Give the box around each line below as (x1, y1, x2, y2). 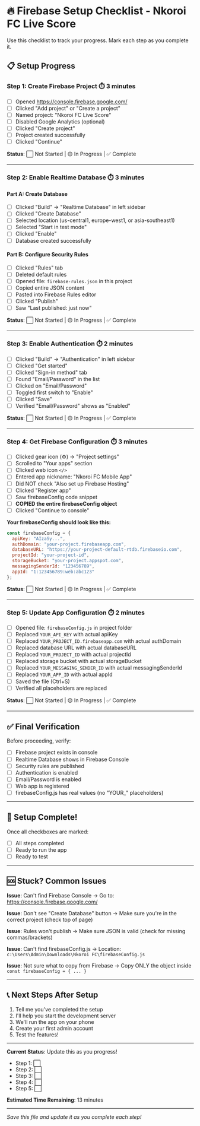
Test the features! (15, 1031, 59, 1038)
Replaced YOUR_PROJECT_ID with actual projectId (15, 651, 131, 658)
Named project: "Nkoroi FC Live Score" (15, 111, 112, 118)
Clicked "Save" (15, 395, 53, 402)
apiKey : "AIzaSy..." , (12, 535, 66, 541)
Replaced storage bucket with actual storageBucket (15, 658, 142, 665)
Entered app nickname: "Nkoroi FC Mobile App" (15, 473, 132, 480)
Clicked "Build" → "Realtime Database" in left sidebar (15, 204, 146, 211)
